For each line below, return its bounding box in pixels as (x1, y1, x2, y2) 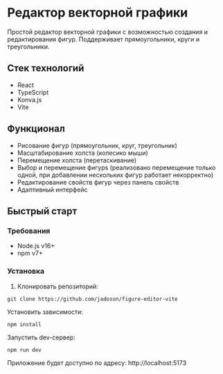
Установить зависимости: (7, 308, 83, 316)
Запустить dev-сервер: (7, 333, 76, 342)
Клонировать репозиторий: (17, 282, 98, 290)
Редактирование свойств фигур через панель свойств (17, 178, 179, 186)
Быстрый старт (7, 205, 78, 217)
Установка (7, 266, 45, 276)
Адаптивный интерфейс (17, 185, 88, 194)
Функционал (7, 123, 66, 135)
